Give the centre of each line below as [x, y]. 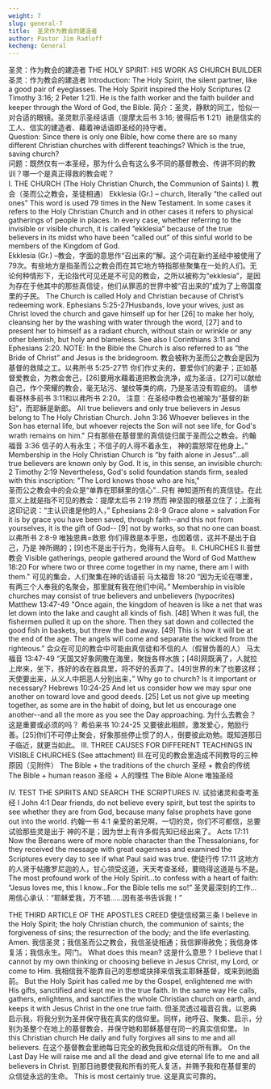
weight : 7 [25, 16]
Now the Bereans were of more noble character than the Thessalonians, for [134, 841]
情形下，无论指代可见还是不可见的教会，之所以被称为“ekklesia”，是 [142, 276]
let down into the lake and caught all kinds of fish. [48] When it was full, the [134, 613]
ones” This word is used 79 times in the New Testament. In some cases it [130, 203]
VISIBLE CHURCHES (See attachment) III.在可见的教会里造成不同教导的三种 [133, 755]
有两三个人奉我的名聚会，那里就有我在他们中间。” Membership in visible [127, 587]
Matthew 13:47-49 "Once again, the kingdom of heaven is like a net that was [135, 604]
